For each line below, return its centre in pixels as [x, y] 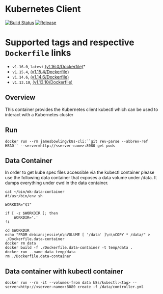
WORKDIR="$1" [18, 205]
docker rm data [21, 243]
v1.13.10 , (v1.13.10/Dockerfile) [42, 82]
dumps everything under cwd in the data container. [57, 183]
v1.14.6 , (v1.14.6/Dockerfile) [41, 77]
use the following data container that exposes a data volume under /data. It [81, 178]
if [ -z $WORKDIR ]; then [31, 214]
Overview [20, 97]
